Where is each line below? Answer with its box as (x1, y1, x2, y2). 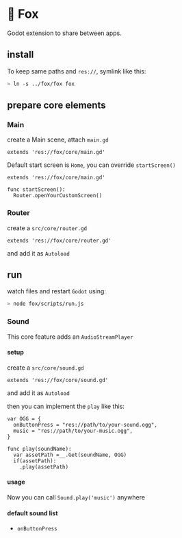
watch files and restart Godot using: (7, 287, 106, 295)
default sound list (7, 508, 58, 517)
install (7, 49, 34, 60)
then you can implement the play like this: (7, 402, 125, 410)
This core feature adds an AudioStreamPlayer (7, 333, 133, 341)
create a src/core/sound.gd (7, 363, 84, 372)
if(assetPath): (13, 457, 57, 464)
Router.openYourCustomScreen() (13, 192, 103, 199)
